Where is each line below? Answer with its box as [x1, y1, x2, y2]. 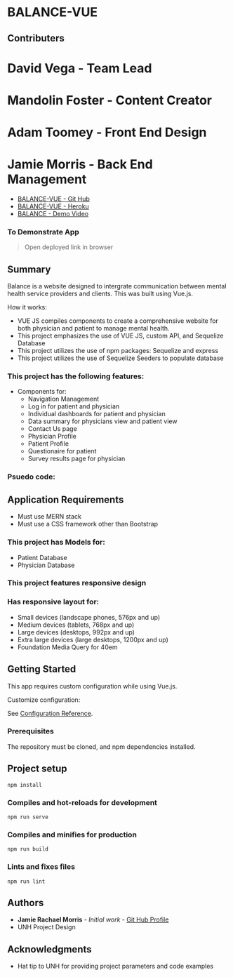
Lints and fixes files [7, 862, 76, 872]
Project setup [7, 763, 68, 775]
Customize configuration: [7, 696, 81, 704]
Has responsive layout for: [7, 597, 100, 607]
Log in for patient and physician [27, 402, 120, 411]
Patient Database [17, 553, 68, 561]
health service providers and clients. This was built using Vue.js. [7, 289, 194, 298]
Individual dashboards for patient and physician [27, 410, 166, 418]
